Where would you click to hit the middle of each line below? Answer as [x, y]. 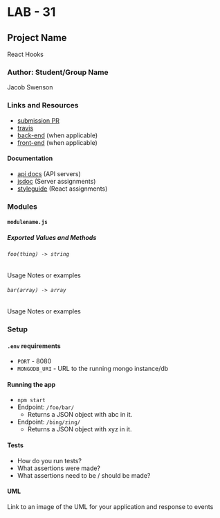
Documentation [30, 158]
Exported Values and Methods [52, 237]
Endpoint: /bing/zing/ [49, 422]
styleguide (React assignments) [62, 189]
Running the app [31, 384]
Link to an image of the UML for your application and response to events [110, 506]
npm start [31, 400]
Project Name [37, 38]
